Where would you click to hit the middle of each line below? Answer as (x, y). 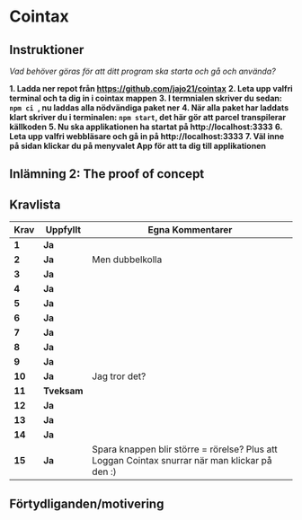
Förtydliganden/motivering (87, 503)
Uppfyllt (63, 230)
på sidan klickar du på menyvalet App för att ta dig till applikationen (138, 146)
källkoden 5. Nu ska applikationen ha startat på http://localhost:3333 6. (146, 127)
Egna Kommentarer (190, 230)
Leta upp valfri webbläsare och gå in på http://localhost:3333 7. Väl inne (147, 136)
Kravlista (35, 204)
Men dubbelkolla (127, 260)
